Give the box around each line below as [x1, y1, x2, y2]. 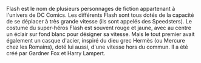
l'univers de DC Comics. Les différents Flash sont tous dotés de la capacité [6, 11, 194, 19]
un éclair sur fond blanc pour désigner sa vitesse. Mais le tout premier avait [6, 31, 195, 38]
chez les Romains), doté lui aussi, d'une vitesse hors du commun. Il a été [6, 43, 188, 50]
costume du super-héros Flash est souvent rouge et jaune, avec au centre [6, 24, 191, 31]
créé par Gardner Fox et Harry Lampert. [6, 50, 106, 56]
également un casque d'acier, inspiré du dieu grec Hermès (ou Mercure [6, 37, 185, 44]
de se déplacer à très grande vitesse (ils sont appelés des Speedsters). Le [6, 18, 192, 25]
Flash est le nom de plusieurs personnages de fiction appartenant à [6, 5, 175, 12]
